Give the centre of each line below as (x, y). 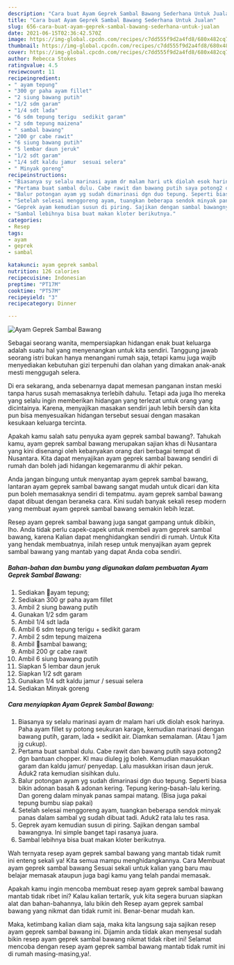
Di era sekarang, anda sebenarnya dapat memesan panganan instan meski (115, 386)
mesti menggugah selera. (44, 373)
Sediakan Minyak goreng (53, 689)
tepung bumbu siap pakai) (55, 803)
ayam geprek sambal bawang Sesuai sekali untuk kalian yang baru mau (110, 868)
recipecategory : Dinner (42, 304)
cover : (17, 53)
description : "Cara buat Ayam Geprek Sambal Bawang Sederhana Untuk (109, 14)
